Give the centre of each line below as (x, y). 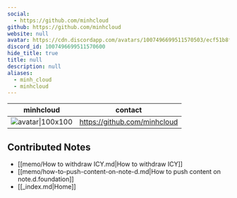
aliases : (20, 73)
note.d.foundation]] (45, 179)
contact (129, 110)
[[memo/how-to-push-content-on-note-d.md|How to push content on (119, 172)
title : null (25, 60)
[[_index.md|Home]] (47, 187)
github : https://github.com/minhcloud (64, 27)
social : (19, 14)
